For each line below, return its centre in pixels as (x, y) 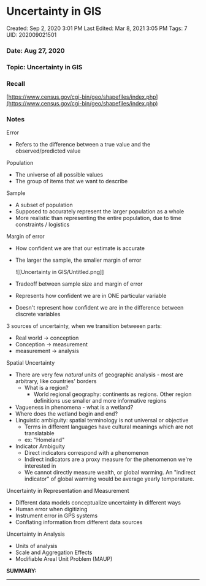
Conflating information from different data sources (79, 522)
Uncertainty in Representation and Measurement (68, 491)
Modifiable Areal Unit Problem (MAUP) (64, 559)
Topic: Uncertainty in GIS (44, 67)
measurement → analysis (47, 351)
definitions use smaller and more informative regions (100, 401)
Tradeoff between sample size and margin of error (79, 284)
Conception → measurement (51, 344)
